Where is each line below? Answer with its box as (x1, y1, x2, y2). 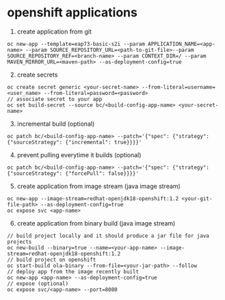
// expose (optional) (7, 280, 69, 287)
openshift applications (7, 5, 138, 21)
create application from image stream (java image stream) (16, 182, 181, 190)
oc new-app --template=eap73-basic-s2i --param (7, 40, 146, 47)
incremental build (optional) (16, 120, 95, 128)
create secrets (16, 70, 58, 79)
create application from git (16, 27, 92, 36)
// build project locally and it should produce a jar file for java (7, 232, 210, 239)
